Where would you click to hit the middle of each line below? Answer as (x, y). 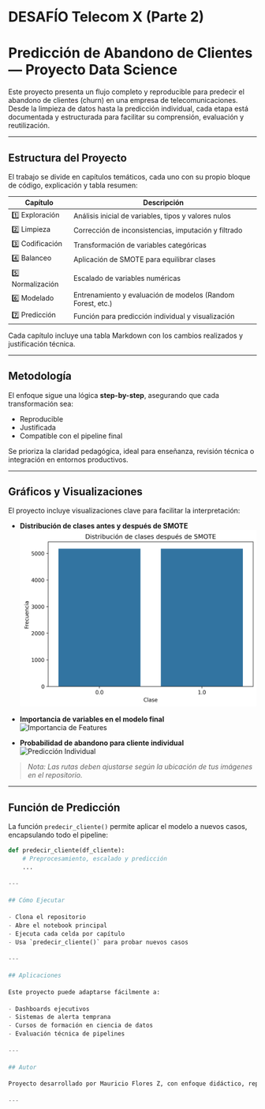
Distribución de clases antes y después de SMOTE (104, 526)
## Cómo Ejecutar (37, 901)
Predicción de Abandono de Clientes (131, 53)
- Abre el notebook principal (58, 925)
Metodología (40, 376)
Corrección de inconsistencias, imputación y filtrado (158, 230)
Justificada (38, 427)
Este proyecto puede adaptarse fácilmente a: (84, 992)
